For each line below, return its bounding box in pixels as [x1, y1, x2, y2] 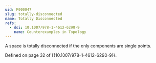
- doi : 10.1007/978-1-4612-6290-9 [9, 25, 80, 30]
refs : [5, 20, 16, 26]
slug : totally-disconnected [5, 12, 63, 16]
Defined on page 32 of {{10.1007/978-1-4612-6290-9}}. [5, 52, 117, 58]
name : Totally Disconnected [5, 16, 63, 21]
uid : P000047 [5, 7, 32, 12]
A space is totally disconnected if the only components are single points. [5, 43, 152, 48]
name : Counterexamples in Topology [14, 30, 87, 34]
